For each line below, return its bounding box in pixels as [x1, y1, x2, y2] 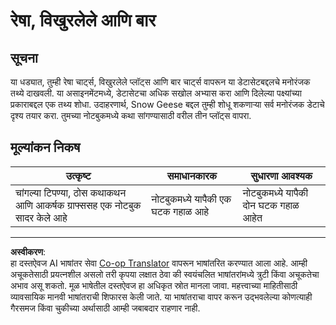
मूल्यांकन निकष [10, 139, 81, 156]
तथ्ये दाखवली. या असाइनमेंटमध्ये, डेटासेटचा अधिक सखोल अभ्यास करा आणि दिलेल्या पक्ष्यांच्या [10, 87, 302, 99]
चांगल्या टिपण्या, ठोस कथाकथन [15, 185, 127, 199]
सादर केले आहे [15, 210, 68, 224]
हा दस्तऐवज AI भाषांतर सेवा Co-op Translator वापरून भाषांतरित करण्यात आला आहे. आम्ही [10, 257, 308, 269]
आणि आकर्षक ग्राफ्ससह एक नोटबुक [15, 198, 142, 212]
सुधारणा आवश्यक [250, 169, 313, 183]
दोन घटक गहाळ [242, 198, 300, 212]
